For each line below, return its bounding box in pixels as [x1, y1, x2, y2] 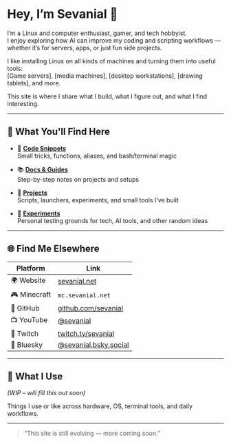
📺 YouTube [10, 315, 48, 324]
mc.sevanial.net [57, 292, 111, 299]
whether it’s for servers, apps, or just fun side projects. [7, 43, 162, 52]
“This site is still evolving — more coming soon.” [23, 430, 160, 438]
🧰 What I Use [7, 370, 63, 382]
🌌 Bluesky [10, 340, 43, 350]
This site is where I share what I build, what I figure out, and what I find [7, 92, 208, 101]
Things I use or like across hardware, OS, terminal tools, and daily [7, 402, 193, 410]
